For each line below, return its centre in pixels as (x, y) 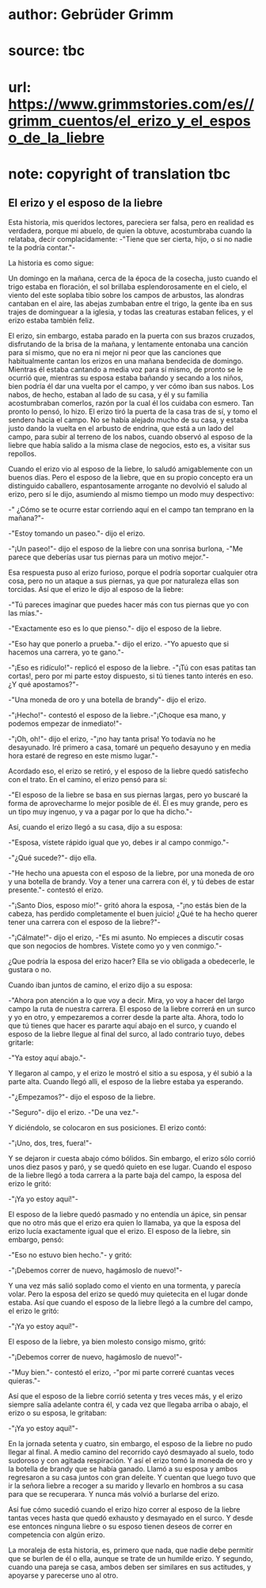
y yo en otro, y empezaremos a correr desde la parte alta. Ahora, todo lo (126, 1017)
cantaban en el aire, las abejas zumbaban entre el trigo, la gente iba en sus (131, 303)
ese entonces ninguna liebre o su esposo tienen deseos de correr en (120, 1526)
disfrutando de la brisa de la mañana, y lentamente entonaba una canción (128, 344)
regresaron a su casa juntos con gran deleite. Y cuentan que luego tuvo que (132, 1477)
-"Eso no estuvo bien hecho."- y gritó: (70, 1254)
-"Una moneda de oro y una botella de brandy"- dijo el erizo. (107, 700)
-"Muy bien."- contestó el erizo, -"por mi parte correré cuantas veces (122, 1372)
